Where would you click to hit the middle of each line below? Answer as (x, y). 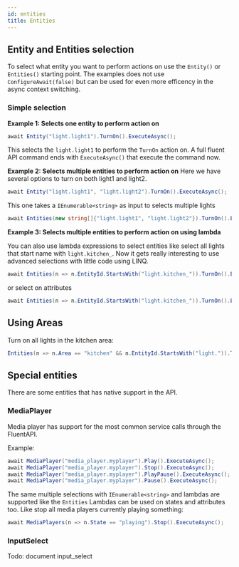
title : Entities (31, 21)
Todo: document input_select (50, 556)
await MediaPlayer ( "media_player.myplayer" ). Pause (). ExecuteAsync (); (113, 481)
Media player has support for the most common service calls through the (115, 426)
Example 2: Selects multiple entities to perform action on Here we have (114, 171)
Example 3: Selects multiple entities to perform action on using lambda (114, 232)
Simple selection (37, 108)
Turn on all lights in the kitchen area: (60, 340)
